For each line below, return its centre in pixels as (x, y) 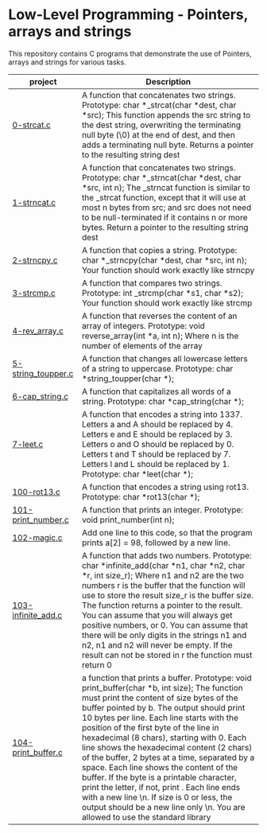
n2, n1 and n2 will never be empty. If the (157, 644)
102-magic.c (37, 537)
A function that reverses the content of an (160, 316)
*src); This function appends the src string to (166, 115)
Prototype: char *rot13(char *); (141, 496)
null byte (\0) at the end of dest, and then (159, 134)
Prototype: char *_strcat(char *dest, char (159, 105)
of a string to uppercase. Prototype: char (158, 368)
